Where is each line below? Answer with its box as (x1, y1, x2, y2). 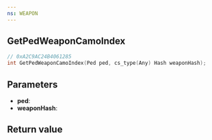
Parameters (7, 79, 58, 90)
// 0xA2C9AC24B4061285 (7, 53, 72, 60)
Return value (7, 124, 63, 135)
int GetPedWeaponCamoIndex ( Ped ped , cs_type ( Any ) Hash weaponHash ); (7, 59, 207, 67)
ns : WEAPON (7, 10, 38, 17)
